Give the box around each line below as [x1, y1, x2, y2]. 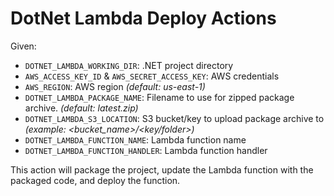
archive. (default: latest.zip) [24, 102, 139, 114]
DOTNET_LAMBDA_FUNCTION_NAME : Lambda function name [24, 133, 247, 146]
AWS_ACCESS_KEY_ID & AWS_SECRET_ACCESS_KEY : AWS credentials [24, 70, 280, 82]
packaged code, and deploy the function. [10, 174, 181, 186]
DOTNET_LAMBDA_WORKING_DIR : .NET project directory [24, 59, 234, 71]
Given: [10, 40, 37, 52]
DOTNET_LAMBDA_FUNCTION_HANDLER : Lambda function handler [24, 144, 268, 156]
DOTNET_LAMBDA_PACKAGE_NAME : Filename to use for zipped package [24, 91, 295, 103]
